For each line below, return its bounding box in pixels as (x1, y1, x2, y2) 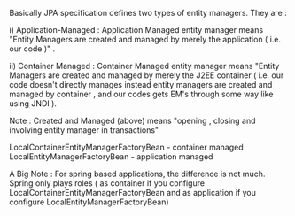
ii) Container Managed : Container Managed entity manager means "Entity (9, 61, 280, 71)
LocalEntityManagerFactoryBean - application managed (9, 151, 213, 162)
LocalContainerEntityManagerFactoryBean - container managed (9, 142, 244, 152)
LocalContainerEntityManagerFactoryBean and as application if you (9, 188, 257, 197)
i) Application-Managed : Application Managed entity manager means (9, 25, 264, 35)
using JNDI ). (9, 98, 58, 109)
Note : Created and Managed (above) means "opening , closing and (9, 115, 256, 126)
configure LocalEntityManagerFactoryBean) (9, 197, 170, 207)
